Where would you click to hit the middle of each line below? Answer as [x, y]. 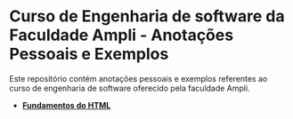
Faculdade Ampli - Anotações [122, 35]
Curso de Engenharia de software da [147, 16]
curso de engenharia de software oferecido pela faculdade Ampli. [130, 88]
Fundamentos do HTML [66, 105]
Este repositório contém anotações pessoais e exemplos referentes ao [138, 78]
